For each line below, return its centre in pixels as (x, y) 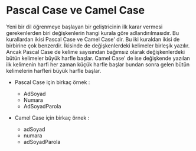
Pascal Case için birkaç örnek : (52, 82)
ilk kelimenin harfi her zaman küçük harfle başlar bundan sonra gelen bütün (98, 64)
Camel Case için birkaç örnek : (52, 118)
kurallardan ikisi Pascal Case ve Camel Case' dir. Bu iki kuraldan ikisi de (93, 39)
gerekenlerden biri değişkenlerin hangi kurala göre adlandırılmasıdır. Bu (92, 33)
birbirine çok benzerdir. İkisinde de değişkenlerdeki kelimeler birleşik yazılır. (98, 46)
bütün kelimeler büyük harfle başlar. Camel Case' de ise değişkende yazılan (98, 58)
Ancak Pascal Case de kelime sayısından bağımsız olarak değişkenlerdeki (95, 52)
